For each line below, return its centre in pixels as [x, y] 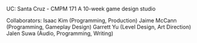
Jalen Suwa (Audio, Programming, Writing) [60, 33]
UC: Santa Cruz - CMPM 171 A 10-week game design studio [81, 9]
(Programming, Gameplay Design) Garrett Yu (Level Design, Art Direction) [99, 27]
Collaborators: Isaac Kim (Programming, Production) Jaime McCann [91, 20]
